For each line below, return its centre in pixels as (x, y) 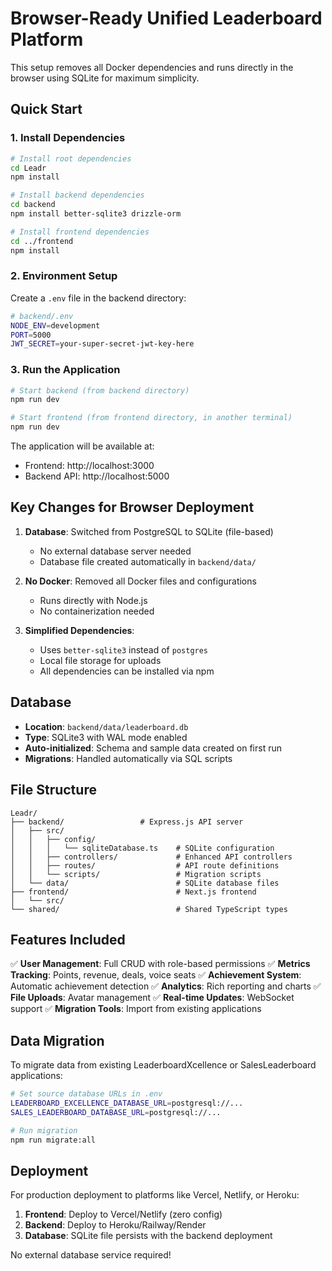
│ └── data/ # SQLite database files (145, 883)
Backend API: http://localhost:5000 (97, 476)
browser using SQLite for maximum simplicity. (105, 78)
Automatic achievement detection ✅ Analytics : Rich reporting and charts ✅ (166, 986)
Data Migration (57, 1040)
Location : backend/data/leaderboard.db (106, 726)
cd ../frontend (42, 241)
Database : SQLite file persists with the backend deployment (148, 1236)
